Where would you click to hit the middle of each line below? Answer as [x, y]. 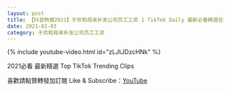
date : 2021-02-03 [32, 26]
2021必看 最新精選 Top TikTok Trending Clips [71, 66]
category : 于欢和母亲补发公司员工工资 [56, 32]
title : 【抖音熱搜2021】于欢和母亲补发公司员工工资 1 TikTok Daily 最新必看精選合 [115, 20]
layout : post [26, 13]
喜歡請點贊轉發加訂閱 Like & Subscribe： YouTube [77, 81]
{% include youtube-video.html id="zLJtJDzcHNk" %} [84, 52]
